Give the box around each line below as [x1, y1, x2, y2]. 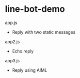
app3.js [5, 57, 20, 63]
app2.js [5, 38, 20, 45]
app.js [5, 20, 17, 26]
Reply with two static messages [12, 29, 76, 35]
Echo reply [12, 48, 34, 54]
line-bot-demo [5, 3, 65, 15]
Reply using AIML [12, 67, 48, 73]
